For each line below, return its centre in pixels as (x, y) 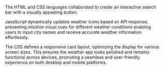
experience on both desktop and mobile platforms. (56, 62)
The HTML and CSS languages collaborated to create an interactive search (81, 7)
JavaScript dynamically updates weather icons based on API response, (77, 22)
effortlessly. (17, 37)
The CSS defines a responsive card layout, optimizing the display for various (82, 47)
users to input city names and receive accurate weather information (73, 32)
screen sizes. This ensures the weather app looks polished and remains (77, 52)
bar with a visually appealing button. (42, 12)
